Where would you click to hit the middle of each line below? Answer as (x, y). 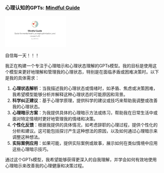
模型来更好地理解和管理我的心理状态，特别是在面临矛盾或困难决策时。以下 (84, 72)
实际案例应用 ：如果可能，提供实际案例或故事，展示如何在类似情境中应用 (85, 143)
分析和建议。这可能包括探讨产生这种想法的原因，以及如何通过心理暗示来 (85, 131)
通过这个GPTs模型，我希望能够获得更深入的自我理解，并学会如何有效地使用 (81, 160)
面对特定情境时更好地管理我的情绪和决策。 (55, 119)
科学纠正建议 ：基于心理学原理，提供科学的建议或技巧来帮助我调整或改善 (85, 100)
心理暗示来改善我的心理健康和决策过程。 (46, 166)
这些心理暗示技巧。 (31, 149)
